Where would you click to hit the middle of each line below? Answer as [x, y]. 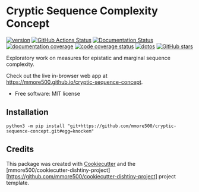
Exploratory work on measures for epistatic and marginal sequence [89, 58]
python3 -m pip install [36, 126]
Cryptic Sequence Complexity [82, 11]
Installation [27, 112]
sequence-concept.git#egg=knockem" [50, 131]
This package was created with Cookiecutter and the [71, 163]
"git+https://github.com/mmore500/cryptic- [122, 126]
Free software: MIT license [47, 93]
